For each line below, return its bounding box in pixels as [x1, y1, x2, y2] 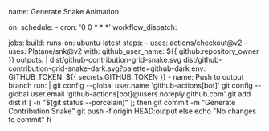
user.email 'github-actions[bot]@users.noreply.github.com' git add [31, 89, 251, 99]
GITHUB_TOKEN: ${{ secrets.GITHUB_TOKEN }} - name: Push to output [8, 72, 244, 81]
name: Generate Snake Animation [8, 7, 119, 16]
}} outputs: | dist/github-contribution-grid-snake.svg [8, 55, 182, 64]
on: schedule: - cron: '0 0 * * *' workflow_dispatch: [8, 23, 177, 31]
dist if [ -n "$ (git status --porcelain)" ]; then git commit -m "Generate [8, 98, 236, 107]
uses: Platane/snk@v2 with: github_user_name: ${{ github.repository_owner [8, 47, 259, 55]
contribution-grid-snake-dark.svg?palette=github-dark [8, 63, 190, 73]
